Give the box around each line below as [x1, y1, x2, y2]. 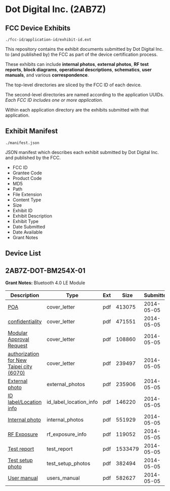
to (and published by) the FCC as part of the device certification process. [5, 52, 158, 57]
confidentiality [8, 318, 42, 325]
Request [8, 342, 28, 349]
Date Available [12, 229, 43, 235]
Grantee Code [12, 170, 42, 176]
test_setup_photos [46, 460, 91, 467]
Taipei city [8, 363, 32, 370]
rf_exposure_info [46, 431, 87, 438]
